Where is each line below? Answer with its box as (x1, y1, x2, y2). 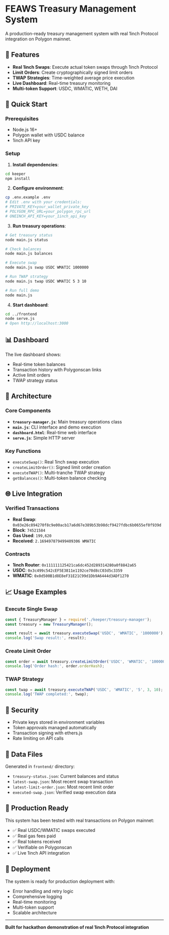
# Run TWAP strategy (5, 274, 49, 279)
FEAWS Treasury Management (5, 3, 136, 15)
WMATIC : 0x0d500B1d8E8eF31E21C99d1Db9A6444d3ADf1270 (12, 573, 129, 579)
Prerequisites (5, 115, 39, 122)
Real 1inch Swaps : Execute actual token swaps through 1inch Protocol (12, 64, 158, 70)
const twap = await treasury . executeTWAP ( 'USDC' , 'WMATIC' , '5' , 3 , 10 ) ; (5, 687, 163, 692)
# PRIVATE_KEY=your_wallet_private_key (5, 204, 89, 210)
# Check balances (5, 246, 42, 252)
